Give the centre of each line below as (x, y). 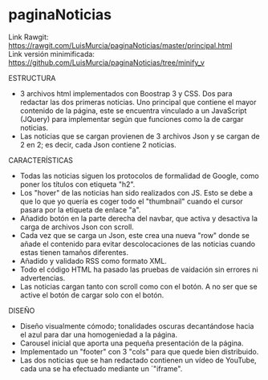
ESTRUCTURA (32, 78)
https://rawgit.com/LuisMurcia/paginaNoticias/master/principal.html (120, 45)
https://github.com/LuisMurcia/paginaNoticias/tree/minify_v (106, 63)
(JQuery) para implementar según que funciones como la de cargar (132, 119)
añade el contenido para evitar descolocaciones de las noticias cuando (137, 244)
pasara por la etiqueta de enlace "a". (80, 209)
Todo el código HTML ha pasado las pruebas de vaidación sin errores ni (139, 269)
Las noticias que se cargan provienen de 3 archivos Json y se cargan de (140, 136)
